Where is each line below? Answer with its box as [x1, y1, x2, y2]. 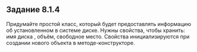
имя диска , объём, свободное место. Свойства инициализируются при [6, 32, 190, 40]
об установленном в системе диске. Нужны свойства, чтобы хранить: [6, 27, 186, 34]
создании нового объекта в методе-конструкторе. [6, 39, 135, 46]
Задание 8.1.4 [6, 5, 61, 15]
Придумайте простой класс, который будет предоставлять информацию [6, 20, 192, 27]
